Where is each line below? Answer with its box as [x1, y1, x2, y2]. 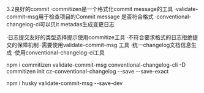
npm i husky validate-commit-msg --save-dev [6, 80, 123, 87]
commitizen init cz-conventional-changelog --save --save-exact [6, 68, 169, 75]
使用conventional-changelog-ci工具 [14, 49, 105, 56]
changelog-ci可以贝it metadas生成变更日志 [6, 21, 115, 28]
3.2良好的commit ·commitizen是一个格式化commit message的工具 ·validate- [6, 6, 198, 12]
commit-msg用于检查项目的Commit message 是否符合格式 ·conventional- [6, 13, 192, 20]
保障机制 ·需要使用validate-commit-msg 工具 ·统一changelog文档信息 [17, 42, 192, 48]
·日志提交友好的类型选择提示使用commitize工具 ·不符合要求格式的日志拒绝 [6, 34, 193, 41]
